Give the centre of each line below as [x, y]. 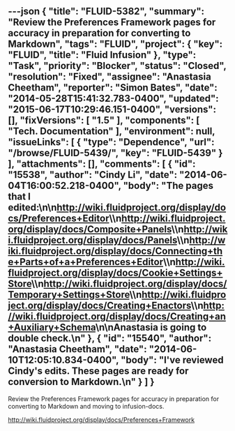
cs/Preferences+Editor [59, 219]
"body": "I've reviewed [172, 360]
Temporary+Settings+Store [69, 295]
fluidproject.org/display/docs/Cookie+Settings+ [115, 273]
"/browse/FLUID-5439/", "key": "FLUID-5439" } [115, 153]
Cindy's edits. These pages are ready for [98, 371]
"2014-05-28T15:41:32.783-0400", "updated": [113, 99]
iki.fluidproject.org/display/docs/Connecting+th [115, 251]
